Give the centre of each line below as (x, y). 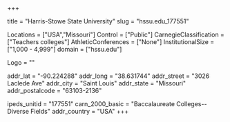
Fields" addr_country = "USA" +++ (80, 111)
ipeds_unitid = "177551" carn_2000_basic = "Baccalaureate (91, 104)
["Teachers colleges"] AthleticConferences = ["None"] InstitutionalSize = (111, 42)
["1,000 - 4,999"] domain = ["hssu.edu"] (65, 49)
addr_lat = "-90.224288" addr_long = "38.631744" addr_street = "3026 (108, 76)
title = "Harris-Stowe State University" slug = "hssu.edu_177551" (98, 21)
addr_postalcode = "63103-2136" (55, 91)
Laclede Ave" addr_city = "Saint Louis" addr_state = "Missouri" (97, 83)
